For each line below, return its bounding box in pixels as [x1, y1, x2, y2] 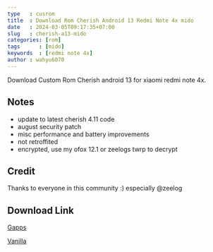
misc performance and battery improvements [17, 130, 150, 138]
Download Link [7, 204, 74, 216]
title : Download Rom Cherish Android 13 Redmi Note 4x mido [7, 17, 194, 24]
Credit [7, 165, 35, 177]
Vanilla [7, 237, 27, 246]
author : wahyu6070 [7, 56, 65, 64]
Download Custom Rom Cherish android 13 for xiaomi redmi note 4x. [7, 76, 207, 84]
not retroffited [17, 137, 59, 145]
